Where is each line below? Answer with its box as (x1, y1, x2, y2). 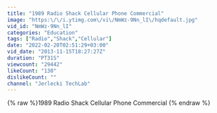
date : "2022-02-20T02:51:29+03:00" (7, 42, 109, 49)
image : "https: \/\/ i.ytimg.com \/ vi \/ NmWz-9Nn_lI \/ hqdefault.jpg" (7, 16, 198, 23)
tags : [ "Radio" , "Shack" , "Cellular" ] (7, 36, 112, 42)
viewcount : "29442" (7, 61, 63, 68)
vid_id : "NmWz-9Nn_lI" (7, 23, 72, 29)
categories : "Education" (7, 29, 78, 36)
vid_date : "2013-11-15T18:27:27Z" (7, 49, 106, 55)
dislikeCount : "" (7, 73, 57, 81)
